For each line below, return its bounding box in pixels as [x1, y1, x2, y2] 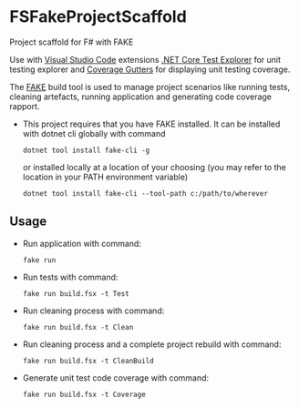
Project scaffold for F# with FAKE [9, 36, 134, 47]
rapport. [9, 100, 40, 111]
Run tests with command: [22, 271, 119, 282]
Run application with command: [22, 238, 141, 249]
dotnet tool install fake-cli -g [22, 146, 150, 155]
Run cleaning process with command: [22, 305, 165, 316]
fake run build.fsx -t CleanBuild [22, 356, 154, 365]
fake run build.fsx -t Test [22, 289, 129, 298]
